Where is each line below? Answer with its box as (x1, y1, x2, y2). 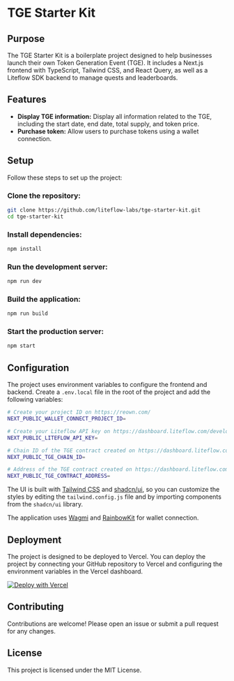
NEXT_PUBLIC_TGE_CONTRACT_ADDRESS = (7, 473, 111, 480)
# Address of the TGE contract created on (7, 466, 132, 473)
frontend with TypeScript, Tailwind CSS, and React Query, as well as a (7, 66, 208, 74)
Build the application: (7, 294, 81, 304)
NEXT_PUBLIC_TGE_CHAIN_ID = (7, 453, 86, 460)
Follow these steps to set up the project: (7, 173, 123, 182)
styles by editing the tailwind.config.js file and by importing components (7, 492, 221, 501)
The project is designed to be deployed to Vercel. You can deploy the (7, 552, 206, 560)
